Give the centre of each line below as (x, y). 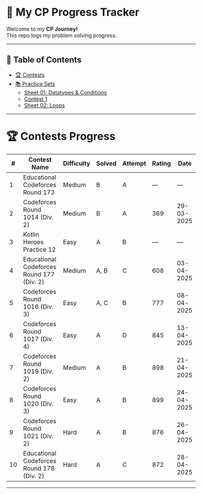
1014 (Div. (38, 217)
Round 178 (39, 468)
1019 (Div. (38, 371)
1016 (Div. (38, 306)
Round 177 (39, 274)
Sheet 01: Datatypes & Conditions (65, 92)
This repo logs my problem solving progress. (62, 35)
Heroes (33, 242)
